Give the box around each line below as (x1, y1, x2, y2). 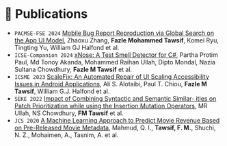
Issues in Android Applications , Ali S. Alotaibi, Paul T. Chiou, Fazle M (14, 80, 207, 88)
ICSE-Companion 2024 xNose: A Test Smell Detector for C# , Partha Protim (14, 51, 218, 59)
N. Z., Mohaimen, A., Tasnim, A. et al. (14, 130, 119, 139)
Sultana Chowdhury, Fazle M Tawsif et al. (14, 65, 133, 73)
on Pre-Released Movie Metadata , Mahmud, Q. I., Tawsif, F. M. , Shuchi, (14, 123, 216, 132)
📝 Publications (4, 6, 88, 22)
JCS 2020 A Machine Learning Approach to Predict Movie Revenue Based (14, 116, 220, 124)
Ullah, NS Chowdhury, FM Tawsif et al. (14, 109, 124, 117)
